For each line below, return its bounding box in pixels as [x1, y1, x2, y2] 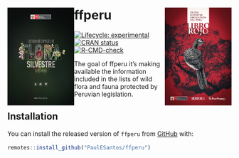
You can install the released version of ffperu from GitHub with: [7, 129, 194, 138]
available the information [74, 67, 147, 75]
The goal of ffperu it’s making [74, 59, 161, 68]
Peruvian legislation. [74, 90, 134, 98]
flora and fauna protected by [74, 82, 158, 90]
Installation [7, 110, 58, 122]
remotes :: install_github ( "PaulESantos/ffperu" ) [7, 144, 152, 151]
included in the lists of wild [74, 75, 153, 83]
